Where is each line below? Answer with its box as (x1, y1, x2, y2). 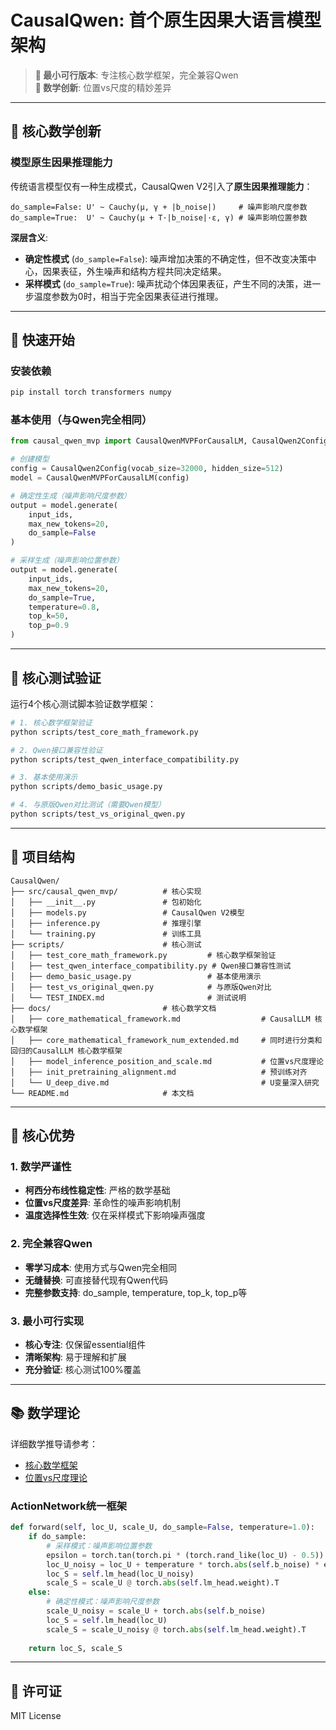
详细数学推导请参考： (10, 1437, 98, 1450)
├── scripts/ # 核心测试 (10, 939, 202, 950)
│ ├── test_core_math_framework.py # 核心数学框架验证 (10, 950, 277, 960)
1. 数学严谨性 (10, 1160, 72, 1174)
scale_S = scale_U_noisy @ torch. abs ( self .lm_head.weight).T (46, 1624, 307, 1635)
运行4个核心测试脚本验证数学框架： (10, 697, 157, 710)
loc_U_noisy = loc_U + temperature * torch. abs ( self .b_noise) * (46, 1559, 320, 1570)
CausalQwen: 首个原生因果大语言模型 (10, 9, 322, 32)
